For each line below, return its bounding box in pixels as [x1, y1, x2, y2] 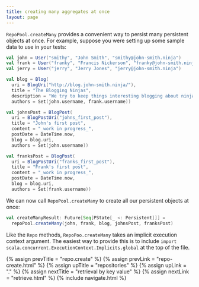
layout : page [6, 14, 38, 20]
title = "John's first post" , [11, 120, 86, 127]
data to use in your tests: [6, 43, 67, 51]
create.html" [6, 261, 37, 269]
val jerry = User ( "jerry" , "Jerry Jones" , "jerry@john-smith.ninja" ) [6, 66, 182, 72]
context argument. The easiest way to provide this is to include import [6, 237, 177, 244]
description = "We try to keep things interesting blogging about [11, 93, 179, 99]
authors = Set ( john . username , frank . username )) [11, 99, 131, 105]
